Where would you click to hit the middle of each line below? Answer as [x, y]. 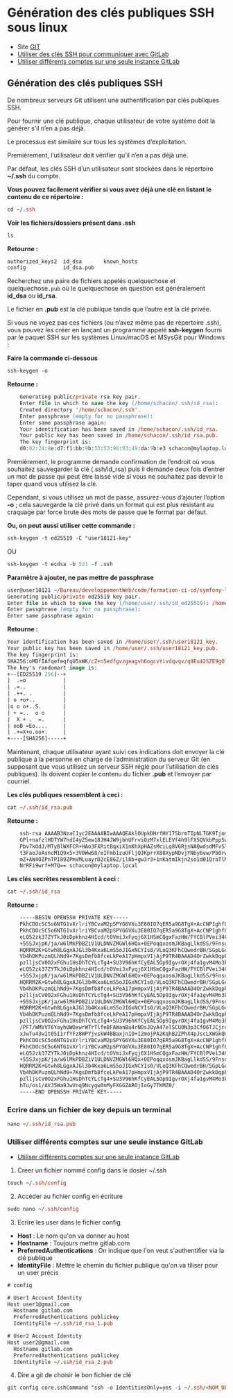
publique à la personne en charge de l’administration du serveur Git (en [109, 759]
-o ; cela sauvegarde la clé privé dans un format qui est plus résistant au [111, 505]
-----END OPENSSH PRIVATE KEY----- [71, 1092]
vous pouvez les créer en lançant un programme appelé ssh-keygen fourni [115, 330]
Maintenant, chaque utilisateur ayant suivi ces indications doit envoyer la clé [116, 752]
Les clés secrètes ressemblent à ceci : [63, 879]
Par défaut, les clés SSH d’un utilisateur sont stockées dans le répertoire [110, 169]
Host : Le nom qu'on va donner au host [73, 1236]
